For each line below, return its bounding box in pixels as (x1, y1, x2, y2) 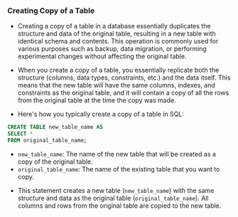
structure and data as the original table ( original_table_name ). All (17, 194, 209, 202)
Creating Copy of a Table (7, 6, 94, 16)
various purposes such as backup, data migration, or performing (17, 45, 207, 53)
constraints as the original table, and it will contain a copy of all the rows (17, 88, 229, 97)
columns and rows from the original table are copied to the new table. (17, 201, 222, 210)
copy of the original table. (17, 157, 94, 166)
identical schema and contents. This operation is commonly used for (17, 37, 219, 46)
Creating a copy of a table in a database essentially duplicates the (17, 22, 211, 31)
